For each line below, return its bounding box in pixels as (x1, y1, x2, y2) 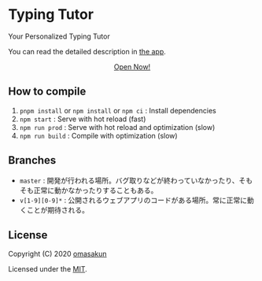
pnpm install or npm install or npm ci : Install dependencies (19, 105, 216, 115)
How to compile (8, 85, 87, 98)
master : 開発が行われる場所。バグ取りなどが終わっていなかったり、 (19, 176, 239, 185)
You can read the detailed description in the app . (8, 46, 167, 56)
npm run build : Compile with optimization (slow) (19, 131, 179, 140)
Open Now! (113, 61, 151, 72)
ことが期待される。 (26, 205, 89, 214)
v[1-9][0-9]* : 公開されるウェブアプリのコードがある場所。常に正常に (19, 195, 248, 205)
